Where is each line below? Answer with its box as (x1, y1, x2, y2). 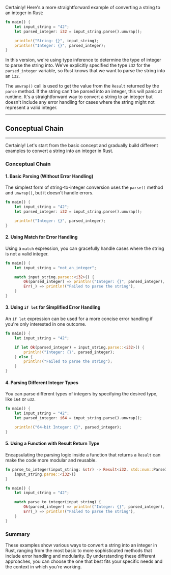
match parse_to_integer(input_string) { (14, 500, 101, 505)
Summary (5, 530, 31, 537)
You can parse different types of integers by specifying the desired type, (5, 391, 158, 397)
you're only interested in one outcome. (5, 321, 87, 327)
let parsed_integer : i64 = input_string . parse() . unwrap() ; (14, 416, 142, 421)
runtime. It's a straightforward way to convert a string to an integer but (5, 94, 153, 100)
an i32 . (5, 73, 20, 79)
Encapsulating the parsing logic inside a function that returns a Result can (5, 451, 161, 457)
